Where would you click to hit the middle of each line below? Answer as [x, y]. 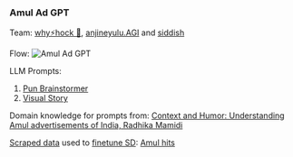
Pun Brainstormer [55, 88]
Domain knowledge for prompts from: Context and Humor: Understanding [147, 115]
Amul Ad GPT [39, 13]
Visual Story [45, 98]
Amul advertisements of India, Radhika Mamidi [96, 125]
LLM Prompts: [35, 71]
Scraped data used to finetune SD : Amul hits [92, 143]
